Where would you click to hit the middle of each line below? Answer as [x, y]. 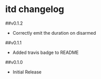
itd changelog [35, 9]
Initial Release [27, 72]
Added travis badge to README [46, 52]
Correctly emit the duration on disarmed [54, 33]
